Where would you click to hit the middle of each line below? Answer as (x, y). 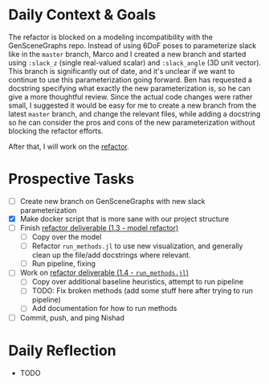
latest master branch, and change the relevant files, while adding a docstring (134, 113)
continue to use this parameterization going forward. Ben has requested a (130, 80)
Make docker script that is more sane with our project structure (124, 219)
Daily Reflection (62, 350)
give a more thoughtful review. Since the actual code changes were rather (130, 96)
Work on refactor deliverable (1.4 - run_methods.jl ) (104, 273)
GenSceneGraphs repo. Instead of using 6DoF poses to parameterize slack (132, 45)
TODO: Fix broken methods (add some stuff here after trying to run (143, 291)
